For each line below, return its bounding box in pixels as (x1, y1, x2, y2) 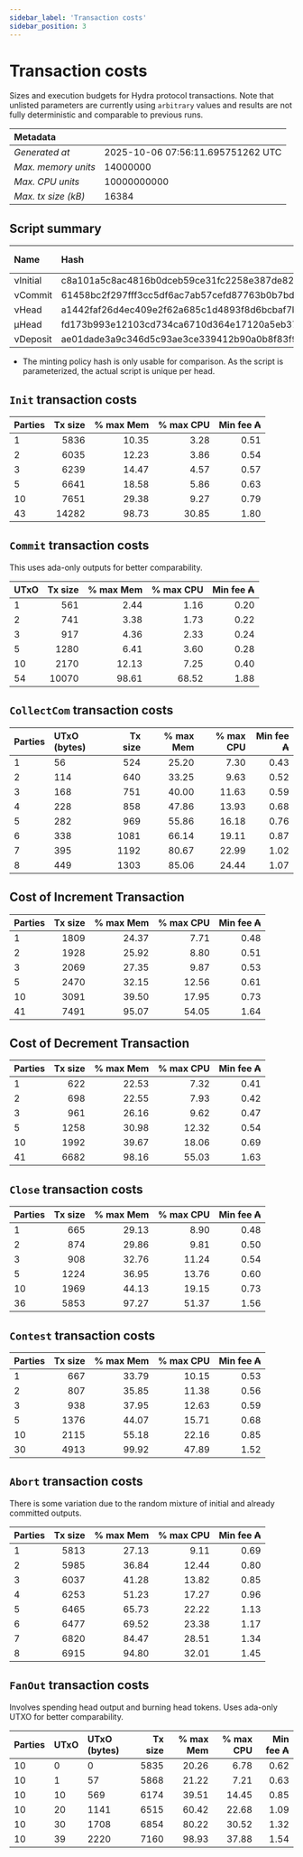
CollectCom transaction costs (9, 703, 174, 718)
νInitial (14, 275, 42, 287)
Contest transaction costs (9, 1328, 156, 1343)
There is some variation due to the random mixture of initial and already (9, 1498, 275, 1508)
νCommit (14, 289, 52, 302)
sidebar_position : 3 (9, 22, 87, 31)
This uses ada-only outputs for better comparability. (9, 562, 203, 573)
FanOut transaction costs (9, 1677, 150, 1694)
